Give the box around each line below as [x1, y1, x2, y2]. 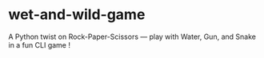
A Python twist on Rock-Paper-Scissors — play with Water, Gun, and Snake [8, 32, 256, 41]
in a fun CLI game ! [8, 40, 70, 49]
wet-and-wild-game [8, 6, 146, 24]
